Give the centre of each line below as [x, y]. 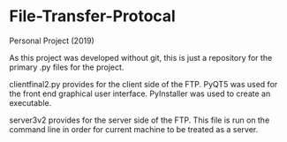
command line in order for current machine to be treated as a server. [134, 129]
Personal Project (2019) [52, 41]
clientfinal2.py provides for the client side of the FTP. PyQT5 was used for [143, 84]
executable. [30, 102]
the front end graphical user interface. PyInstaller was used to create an [140, 93]
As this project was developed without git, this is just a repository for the [141, 57]
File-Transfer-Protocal [93, 16]
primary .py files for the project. [67, 67]
